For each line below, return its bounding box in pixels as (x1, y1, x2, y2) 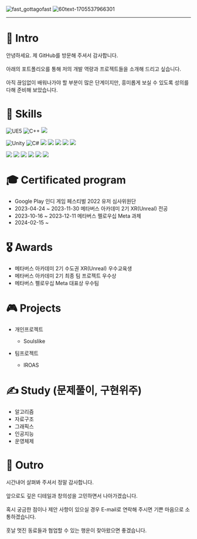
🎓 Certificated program (6, 173, 126, 187)
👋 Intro (6, 32, 39, 45)
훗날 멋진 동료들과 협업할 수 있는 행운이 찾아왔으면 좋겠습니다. (6, 527, 147, 534)
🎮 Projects (6, 302, 62, 314)
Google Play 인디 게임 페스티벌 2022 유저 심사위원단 (14, 197, 137, 205)
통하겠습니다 (6, 513, 35, 520)
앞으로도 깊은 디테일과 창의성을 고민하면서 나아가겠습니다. (6, 492, 138, 499)
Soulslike (23, 337, 46, 344)
